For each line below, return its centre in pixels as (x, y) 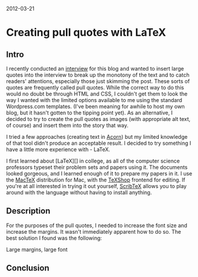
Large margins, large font (37, 249)
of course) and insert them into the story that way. (67, 125)
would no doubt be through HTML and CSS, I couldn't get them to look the (97, 94)
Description (28, 211)
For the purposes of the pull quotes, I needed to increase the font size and (97, 225)
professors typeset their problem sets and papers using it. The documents (97, 167)
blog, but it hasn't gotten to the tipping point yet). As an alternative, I (90, 113)
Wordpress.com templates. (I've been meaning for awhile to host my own (95, 106)
